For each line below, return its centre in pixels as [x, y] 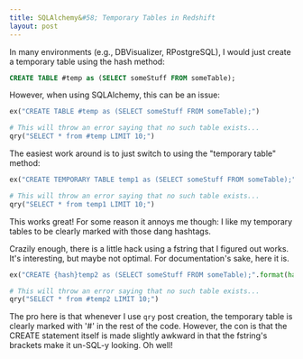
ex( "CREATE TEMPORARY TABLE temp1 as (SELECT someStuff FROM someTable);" [153, 179]
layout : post [34, 26]
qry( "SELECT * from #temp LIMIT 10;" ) [82, 136]
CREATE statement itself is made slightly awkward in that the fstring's [138, 336]
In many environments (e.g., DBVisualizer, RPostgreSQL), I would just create [150, 51]
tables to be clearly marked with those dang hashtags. [110, 231]
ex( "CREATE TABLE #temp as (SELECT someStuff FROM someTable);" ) [134, 112]
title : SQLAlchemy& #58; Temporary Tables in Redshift [113, 18]
